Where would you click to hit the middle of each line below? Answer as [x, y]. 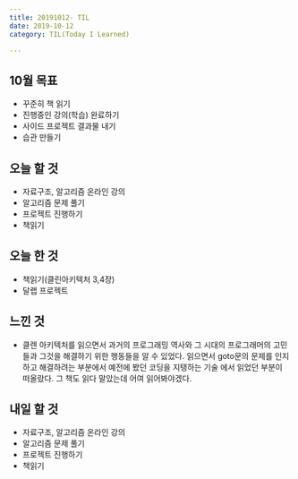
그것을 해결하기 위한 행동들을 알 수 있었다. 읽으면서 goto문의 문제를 [156, 355]
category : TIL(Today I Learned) [69, 34]
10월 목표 [34, 80]
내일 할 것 [34, 410]
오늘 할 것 [34, 168]
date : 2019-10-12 [42, 26]
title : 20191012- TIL [50, 17]
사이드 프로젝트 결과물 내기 [69, 126]
